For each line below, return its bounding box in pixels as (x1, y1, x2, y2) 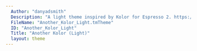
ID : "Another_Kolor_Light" (11, 25, 77, 31)
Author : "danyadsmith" (11, 8, 66, 15)
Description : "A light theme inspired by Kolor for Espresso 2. (11, 14, 172, 20)
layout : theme (11, 36, 45, 42)
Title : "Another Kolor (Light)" (11, 30, 91, 36)
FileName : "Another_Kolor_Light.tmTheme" (11, 19, 114, 25)
